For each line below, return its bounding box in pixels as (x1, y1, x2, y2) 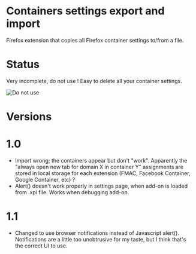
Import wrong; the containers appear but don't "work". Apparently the (14, 157, 188, 164)
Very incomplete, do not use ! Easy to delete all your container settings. (6, 77, 182, 84)
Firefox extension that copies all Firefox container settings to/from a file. (6, 36, 184, 44)
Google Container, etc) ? (14, 176, 76, 183)
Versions (6, 110, 52, 124)
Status (6, 58, 40, 71)
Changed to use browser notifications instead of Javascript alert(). (14, 229, 180, 237)
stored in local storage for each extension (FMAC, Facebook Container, (14, 170, 191, 177)
